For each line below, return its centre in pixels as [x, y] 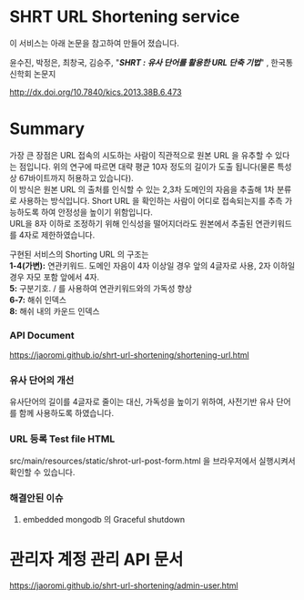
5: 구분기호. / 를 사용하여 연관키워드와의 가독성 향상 [101, 288]
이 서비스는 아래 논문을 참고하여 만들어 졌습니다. [95, 43]
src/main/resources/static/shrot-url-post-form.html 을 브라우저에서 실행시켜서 [152, 461]
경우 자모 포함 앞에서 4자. [55, 277]
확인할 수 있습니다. [42, 472]
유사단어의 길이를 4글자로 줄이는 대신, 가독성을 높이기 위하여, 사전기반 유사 [142, 402]
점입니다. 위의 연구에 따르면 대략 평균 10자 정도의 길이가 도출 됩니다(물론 [147, 167]
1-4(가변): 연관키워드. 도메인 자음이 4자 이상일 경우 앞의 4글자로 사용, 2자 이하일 [152, 265]
